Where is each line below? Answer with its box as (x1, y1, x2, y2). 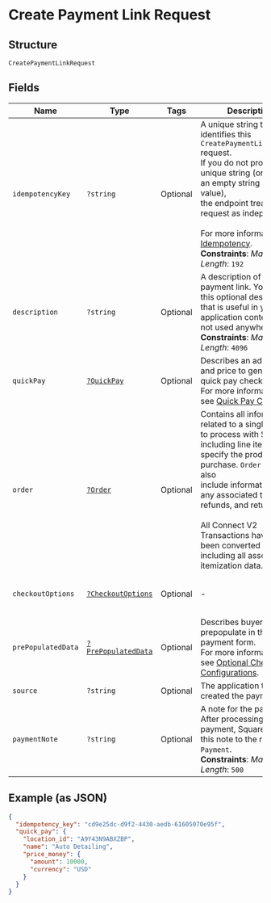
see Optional (200, 657, 248, 668)
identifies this (200, 128, 252, 140)
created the (200, 690, 244, 701)
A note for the (200, 703, 252, 714)
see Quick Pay (200, 395, 256, 406)
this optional (200, 291, 248, 302)
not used (200, 321, 234, 333)
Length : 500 (200, 763, 244, 775)
